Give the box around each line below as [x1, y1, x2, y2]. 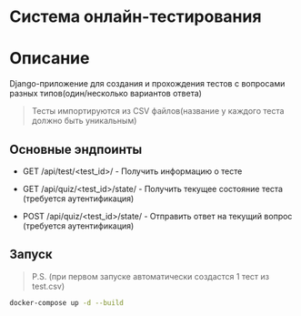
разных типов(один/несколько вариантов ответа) [9, 88, 203, 99]
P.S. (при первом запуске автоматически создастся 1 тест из [31, 270, 270, 281]
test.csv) [31, 280, 65, 291]
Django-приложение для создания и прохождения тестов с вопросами [9, 78, 286, 89]
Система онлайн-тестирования [9, 6, 262, 27]
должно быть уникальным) [31, 116, 137, 127]
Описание [9, 48, 90, 69]
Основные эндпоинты [9, 141, 143, 157]
